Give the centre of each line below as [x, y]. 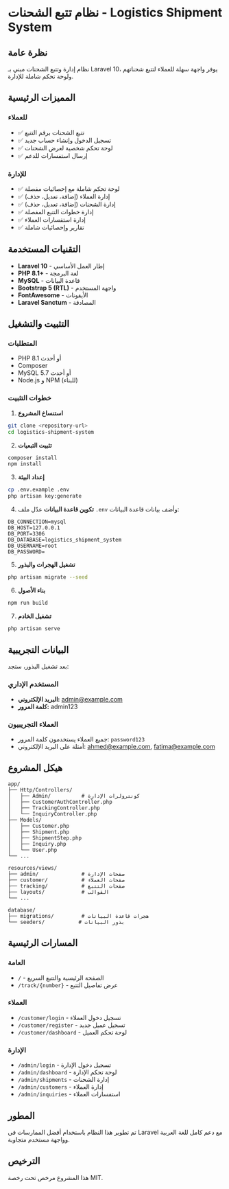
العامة [16, 962]
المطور [21, 1116]
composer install [33, 458]
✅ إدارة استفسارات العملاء [52, 219]
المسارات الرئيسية [43, 943]
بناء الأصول [32, 590]
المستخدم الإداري [33, 684]
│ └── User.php [33, 850]
